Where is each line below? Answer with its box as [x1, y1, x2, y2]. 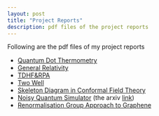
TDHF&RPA [17, 71, 50, 79]
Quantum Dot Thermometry [17, 56, 97, 65]
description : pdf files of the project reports [7, 23, 149, 30]
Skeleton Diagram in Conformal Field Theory [17, 86, 146, 95]
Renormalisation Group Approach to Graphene [17, 101, 152, 110]
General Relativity [17, 64, 69, 72]
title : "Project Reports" [7, 17, 83, 24]
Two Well [17, 79, 44, 87]
